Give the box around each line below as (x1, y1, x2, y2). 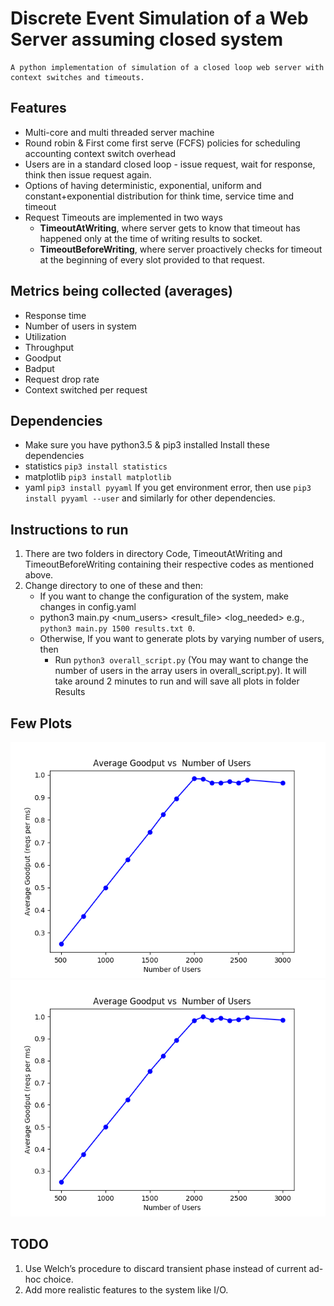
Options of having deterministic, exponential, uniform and (24, 179, 262, 191)
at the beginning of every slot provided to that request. (39, 253, 265, 266)
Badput (24, 362, 55, 374)
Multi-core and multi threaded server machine (24, 126, 215, 138)
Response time (24, 309, 87, 321)
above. (24, 569, 54, 581)
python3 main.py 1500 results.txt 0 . (39, 622, 196, 634)
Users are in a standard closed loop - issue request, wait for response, (24, 158, 316, 170)
